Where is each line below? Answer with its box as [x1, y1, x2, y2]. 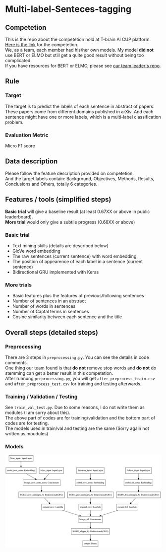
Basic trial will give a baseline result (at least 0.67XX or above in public [5, 208, 150, 214]
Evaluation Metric [5, 132, 49, 138]
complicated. [5, 58, 32, 63]
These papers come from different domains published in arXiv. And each [5, 108, 154, 115]
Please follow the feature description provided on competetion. [5, 170, 134, 176]
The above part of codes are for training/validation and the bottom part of [5, 415, 156, 421]
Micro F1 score [5, 142, 36, 148]
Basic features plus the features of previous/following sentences [12, 293, 145, 299]
